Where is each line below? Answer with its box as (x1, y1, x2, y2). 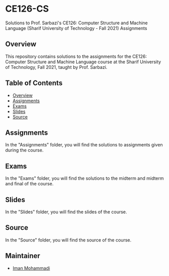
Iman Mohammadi (12, 265, 50, 271)
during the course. (5, 147, 44, 153)
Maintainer (5, 252, 40, 260)
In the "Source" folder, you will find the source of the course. (5, 236, 132, 243)
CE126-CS (5, 3, 49, 15)
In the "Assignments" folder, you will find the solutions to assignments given (5, 142, 163, 148)
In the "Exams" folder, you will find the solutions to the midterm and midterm (5, 175, 164, 181)
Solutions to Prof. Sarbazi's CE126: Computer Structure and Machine (5, 20, 148, 26)
